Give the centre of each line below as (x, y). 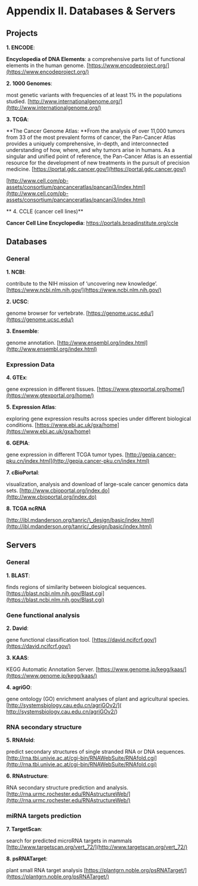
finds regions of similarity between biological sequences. (76, 587)
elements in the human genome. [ (47, 65)
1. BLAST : (18, 575)
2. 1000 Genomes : (29, 83)
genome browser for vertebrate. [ (47, 313)
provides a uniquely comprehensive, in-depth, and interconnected (87, 144)
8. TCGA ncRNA (26, 508)
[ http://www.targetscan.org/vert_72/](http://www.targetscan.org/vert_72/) (97, 847)
